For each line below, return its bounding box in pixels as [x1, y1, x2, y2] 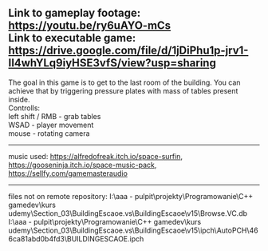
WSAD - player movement [8, 120, 94, 129]
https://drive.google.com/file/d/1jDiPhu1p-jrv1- [8, 44, 249, 58]
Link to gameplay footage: [8, 6, 141, 20]
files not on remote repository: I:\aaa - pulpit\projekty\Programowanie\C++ [8, 191, 254, 201]
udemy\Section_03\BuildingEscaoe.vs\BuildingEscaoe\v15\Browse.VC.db [8, 208, 248, 218]
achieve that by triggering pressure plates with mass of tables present [8, 86, 238, 95]
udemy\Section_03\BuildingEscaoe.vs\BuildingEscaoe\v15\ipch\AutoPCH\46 [8, 225, 259, 235]
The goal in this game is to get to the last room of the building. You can [8, 78, 241, 87]
